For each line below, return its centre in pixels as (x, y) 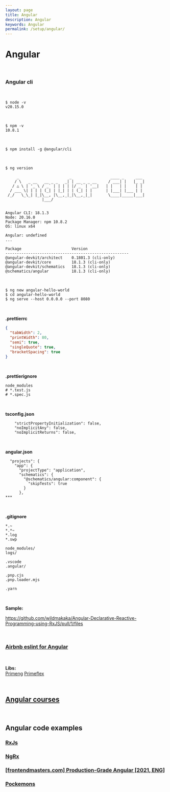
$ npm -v (15, 126)
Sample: (14, 608)
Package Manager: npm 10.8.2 (36, 222)
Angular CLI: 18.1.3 (27, 213)
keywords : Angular (25, 24)
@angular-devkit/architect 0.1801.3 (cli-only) (60, 258)
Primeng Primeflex (25, 673)
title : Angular (21, 15)
